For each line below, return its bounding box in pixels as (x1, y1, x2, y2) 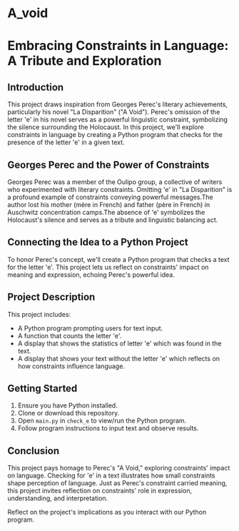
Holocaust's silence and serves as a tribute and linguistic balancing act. (7, 216, 218, 224)
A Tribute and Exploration (7, 53, 162, 69)
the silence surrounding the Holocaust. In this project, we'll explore (7, 123, 205, 131)
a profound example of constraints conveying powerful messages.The (7, 193, 214, 201)
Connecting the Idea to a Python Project (7, 236, 189, 248)
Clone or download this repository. (17, 409, 120, 418)
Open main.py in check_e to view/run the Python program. (17, 416, 187, 425)
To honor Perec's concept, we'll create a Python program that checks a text (7, 255, 230, 263)
